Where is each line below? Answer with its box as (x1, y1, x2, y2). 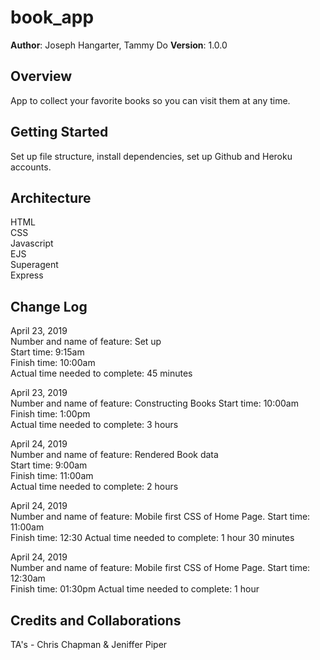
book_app (10, 6, 95, 29)
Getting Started (10, 124, 109, 141)
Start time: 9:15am (10, 346, 85, 358)
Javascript (10, 237, 54, 250)
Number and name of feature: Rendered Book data (10, 449, 219, 461)
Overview (10, 68, 73, 85)
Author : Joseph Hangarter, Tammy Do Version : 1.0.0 (10, 39, 228, 51)
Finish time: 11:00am (10, 470, 94, 482)
